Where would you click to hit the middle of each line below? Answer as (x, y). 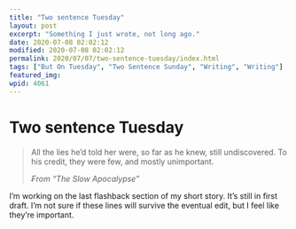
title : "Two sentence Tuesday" (67, 17)
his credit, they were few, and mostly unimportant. (122, 162)
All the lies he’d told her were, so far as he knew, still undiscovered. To (159, 152)
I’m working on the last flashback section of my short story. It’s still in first (143, 195)
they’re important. (42, 215)
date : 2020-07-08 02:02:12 (59, 42)
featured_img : (35, 75)
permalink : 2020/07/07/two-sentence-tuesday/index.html (114, 59)
